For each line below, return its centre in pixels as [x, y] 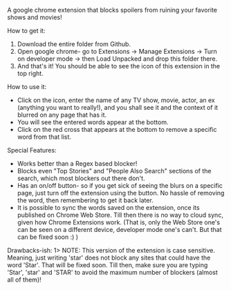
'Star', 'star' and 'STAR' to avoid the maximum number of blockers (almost [112, 272]
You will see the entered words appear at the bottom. [93, 122]
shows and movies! [35, 17]
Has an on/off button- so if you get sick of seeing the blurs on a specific [120, 185]
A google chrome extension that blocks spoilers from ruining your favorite [112, 10]
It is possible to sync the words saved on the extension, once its [108, 207]
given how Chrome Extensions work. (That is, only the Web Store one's [118, 222]
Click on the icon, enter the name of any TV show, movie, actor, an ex [116, 100]
